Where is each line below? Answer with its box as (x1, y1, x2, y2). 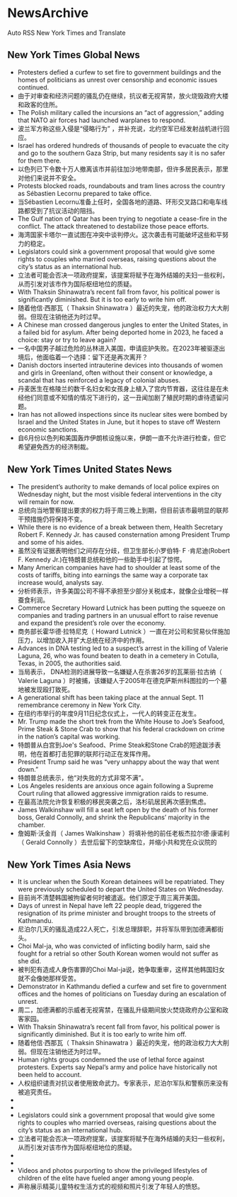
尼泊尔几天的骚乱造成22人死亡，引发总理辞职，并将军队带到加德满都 (17, 925, 218, 934)
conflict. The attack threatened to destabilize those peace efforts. (17, 222, 209, 230)
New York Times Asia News (7, 858, 132, 870)
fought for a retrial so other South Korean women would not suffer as (17, 949, 219, 958)
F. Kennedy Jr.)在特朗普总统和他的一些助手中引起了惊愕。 (17, 555, 186, 564)
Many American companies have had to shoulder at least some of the (17, 563, 221, 572)
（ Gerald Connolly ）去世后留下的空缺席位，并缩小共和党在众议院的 (17, 838, 217, 846)
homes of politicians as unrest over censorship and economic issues (17, 75, 218, 84)
